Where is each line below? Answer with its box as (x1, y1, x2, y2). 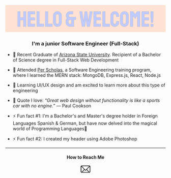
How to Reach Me (66, 154, 105, 160)
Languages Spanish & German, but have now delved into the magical (12, 120, 158, 126)
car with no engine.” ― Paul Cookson (12, 102, 92, 109)
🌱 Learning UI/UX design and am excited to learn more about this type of (12, 82, 165, 88)
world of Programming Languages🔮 (12, 125, 88, 132)
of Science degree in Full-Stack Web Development (12, 56, 119, 63)
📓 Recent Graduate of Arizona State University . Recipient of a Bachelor (12, 51, 161, 57)
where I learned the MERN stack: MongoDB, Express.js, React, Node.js (12, 72, 161, 78)
